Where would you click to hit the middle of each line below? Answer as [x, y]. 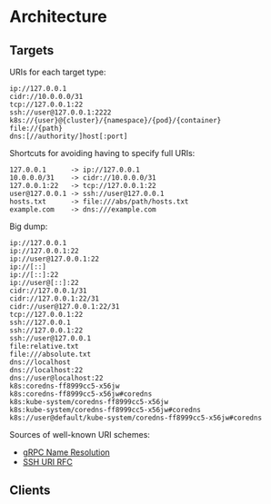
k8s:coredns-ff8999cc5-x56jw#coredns [81, 394]
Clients [30, 491]
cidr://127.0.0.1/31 [49, 291]
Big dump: [29, 226]
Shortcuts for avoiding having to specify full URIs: [102, 153]
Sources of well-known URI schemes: [80, 435]
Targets [32, 50]
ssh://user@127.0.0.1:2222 [60, 113]
